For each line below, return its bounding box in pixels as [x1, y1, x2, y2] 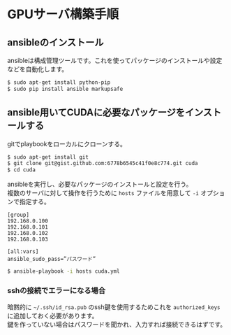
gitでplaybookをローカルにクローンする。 [7, 139, 127, 148]
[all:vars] [7, 248, 39, 255]
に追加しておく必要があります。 [7, 312, 98, 320]
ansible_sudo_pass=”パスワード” [7, 256, 96, 263]
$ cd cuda [7, 166, 36, 173]
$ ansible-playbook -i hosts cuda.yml [7, 268, 120, 275]
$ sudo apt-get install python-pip [7, 79, 111, 86]
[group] [7, 211, 30, 219]
